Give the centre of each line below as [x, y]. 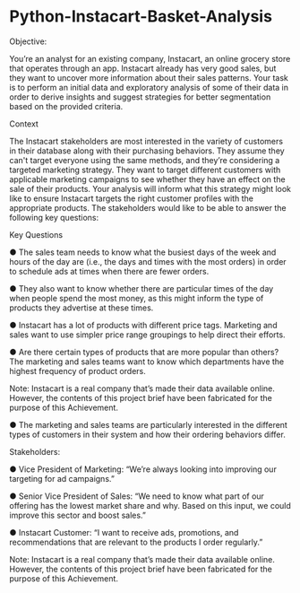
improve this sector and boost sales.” [77, 515]
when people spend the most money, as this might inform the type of [137, 298]
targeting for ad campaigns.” [62, 478]
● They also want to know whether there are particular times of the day [141, 288]
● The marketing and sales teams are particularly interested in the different [149, 424]
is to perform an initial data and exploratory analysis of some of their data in [149, 87]
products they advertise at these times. [81, 308]
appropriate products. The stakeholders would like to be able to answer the [148, 207]
